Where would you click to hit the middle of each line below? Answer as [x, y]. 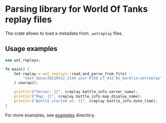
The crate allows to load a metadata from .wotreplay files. [64, 33]
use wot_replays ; [23, 60]
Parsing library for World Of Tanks [77, 9]
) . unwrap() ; [26, 83]
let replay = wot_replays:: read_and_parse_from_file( [70, 74]
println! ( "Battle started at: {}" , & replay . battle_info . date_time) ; [86, 101]
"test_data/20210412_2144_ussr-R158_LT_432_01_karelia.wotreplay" [93, 78]
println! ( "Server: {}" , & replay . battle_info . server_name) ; [76, 92]
